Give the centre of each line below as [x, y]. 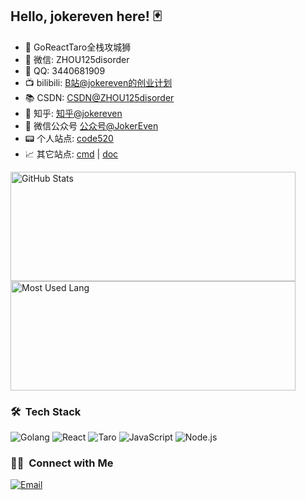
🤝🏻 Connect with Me [62, 463]
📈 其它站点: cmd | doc [71, 154]
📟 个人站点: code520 [69, 138]
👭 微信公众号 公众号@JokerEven [91, 125]
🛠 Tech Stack [46, 411]
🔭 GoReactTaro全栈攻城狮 [78, 47]
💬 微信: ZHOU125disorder [77, 59]
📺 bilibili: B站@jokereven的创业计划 [98, 82]
